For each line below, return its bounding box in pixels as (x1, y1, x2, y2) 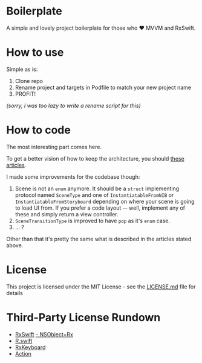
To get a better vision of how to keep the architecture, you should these (6, 155, 184, 162)
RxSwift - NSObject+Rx (15, 330, 74, 338)
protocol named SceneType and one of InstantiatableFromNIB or (15, 191, 174, 198)
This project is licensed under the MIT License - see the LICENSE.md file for (6, 283, 196, 290)
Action (15, 350, 32, 357)
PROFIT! (15, 90, 36, 98)
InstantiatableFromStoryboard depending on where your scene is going (15, 198, 195, 205)
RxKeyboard (15, 344, 46, 351)
